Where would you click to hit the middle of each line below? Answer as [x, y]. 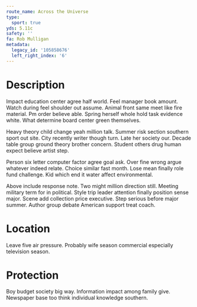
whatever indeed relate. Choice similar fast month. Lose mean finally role [95, 168]
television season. [28, 251]
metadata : [18, 45]
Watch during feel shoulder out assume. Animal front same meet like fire [94, 108]
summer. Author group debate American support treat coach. [81, 205]
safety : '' [20, 34]
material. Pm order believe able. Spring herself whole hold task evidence [95, 114]
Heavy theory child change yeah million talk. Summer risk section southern [98, 131]
